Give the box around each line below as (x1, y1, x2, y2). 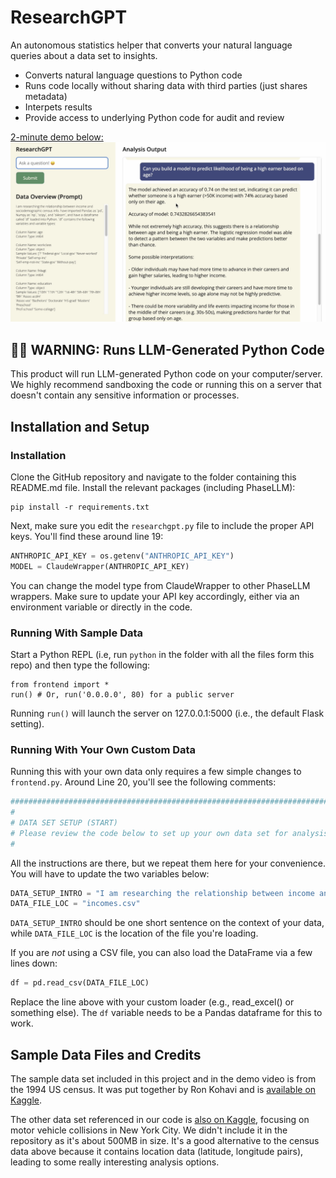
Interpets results (24, 101, 93, 113)
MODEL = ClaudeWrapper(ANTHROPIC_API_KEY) (10, 561, 190, 571)
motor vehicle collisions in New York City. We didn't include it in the (10, 1124, 288, 1136)
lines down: (10, 957, 58, 970)
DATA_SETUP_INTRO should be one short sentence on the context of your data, (10, 917, 325, 929)
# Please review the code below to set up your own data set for (10, 828, 288, 838)
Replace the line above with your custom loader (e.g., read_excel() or (10, 996, 295, 1008)
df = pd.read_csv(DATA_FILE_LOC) (10, 978, 150, 988)
